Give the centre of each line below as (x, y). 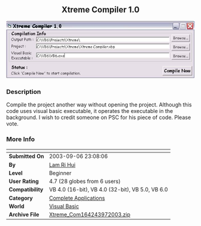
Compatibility (26, 190)
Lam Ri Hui (62, 164)
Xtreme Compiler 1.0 (100, 10)
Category (21, 198)
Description (24, 91)
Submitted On (26, 156)
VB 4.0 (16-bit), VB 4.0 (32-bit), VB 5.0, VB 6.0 (109, 190)
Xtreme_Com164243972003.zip (89, 215)
